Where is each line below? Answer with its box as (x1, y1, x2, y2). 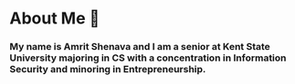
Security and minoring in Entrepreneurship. (9, 63, 206, 76)
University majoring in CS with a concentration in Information (9, 51, 287, 64)
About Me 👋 (9, 8, 100, 29)
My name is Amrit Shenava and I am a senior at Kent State (9, 41, 271, 53)
